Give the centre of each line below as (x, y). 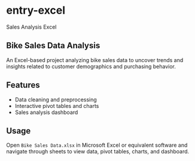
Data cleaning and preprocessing (56, 100)
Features (23, 85)
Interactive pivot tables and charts (57, 106)
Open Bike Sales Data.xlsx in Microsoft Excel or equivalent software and (97, 145)
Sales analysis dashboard (46, 112)
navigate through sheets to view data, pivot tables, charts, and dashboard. (98, 151)
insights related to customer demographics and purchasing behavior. (91, 66)
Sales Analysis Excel (31, 27)
